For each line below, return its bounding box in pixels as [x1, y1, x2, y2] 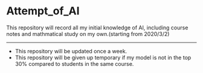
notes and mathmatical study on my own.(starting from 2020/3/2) [6, 30, 170, 37]
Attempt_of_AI [6, 4, 80, 18]
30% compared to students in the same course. [14, 60, 134, 67]
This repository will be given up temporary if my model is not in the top [14, 54, 192, 61]
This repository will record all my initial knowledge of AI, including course [6, 24, 188, 31]
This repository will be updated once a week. [14, 47, 127, 54]
